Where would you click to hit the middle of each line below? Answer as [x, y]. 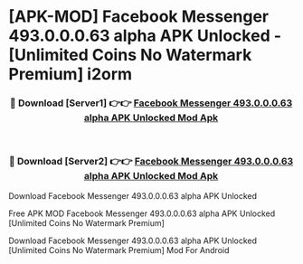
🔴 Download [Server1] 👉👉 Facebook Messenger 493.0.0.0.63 [151, 103]
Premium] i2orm [71, 75]
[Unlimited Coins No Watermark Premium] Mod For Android [119, 250]
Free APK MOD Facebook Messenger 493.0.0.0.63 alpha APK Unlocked [142, 213]
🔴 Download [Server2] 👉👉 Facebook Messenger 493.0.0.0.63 [151, 162]
